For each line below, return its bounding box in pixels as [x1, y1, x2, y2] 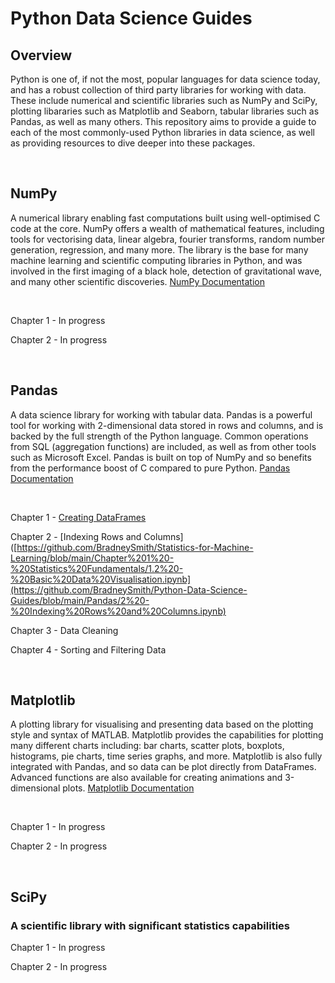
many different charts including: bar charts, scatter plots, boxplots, [10, 740, 285, 752]
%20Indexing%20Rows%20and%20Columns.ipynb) [10, 605, 227, 617]
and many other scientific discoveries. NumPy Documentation [10, 275, 265, 287]
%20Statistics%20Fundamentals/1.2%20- [10, 562, 184, 574]
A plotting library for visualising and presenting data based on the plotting [10, 718, 314, 731]
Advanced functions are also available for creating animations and [10, 772, 283, 784]
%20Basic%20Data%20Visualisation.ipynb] [10, 573, 192, 585]
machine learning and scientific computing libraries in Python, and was [10, 254, 303, 266]
